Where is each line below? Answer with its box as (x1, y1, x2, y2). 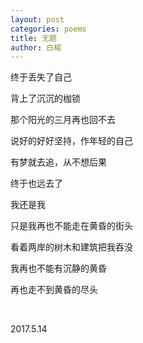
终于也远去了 (10, 177, 63, 190)
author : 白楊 (10, 42, 62, 53)
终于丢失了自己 (10, 71, 72, 83)
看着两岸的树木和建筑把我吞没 (10, 241, 133, 253)
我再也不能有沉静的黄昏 (10, 262, 107, 275)
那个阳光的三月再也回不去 (10, 114, 116, 126)
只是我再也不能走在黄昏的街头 (10, 220, 133, 232)
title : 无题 (10, 33, 57, 43)
